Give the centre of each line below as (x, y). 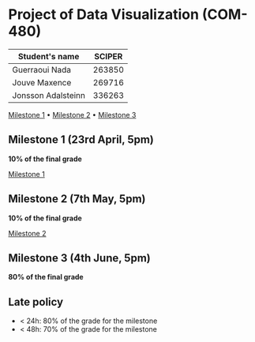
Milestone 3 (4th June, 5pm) (80, 258)
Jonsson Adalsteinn (49, 95)
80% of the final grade (46, 277)
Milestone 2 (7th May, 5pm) (77, 199)
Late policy (36, 302)
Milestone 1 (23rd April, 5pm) (81, 140)
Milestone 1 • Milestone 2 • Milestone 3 (72, 115)
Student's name (49, 56)
